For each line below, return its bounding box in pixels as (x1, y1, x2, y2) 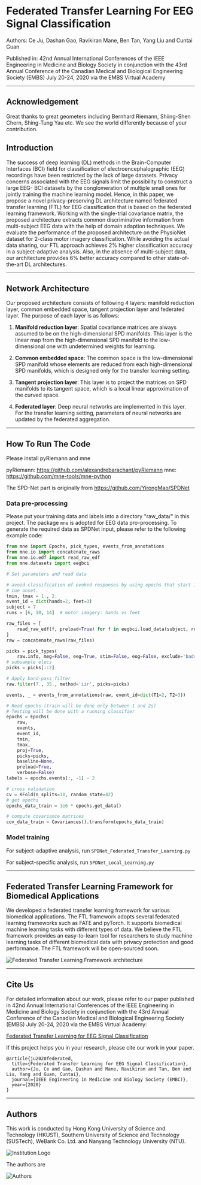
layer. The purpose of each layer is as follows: (6, 312, 120, 319)
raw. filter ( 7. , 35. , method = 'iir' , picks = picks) (6, 681, 130, 687)
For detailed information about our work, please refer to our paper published (6, 996, 194, 1003)
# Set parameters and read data (6, 571, 87, 577)
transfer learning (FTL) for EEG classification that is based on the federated (6, 203, 191, 210)
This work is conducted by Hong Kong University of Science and (6, 1124, 166, 1132)
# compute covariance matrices (6, 814, 84, 820)
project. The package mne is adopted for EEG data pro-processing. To (6, 519, 177, 527)
